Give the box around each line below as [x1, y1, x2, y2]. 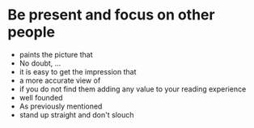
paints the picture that [19, 49, 94, 59]
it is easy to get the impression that [19, 66, 137, 76]
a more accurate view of [19, 75, 101, 85]
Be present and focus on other [7, 6, 215, 24]
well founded [19, 92, 63, 102]
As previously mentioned [19, 101, 103, 111]
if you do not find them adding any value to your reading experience [19, 83, 247, 94]
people [7, 23, 56, 41]
